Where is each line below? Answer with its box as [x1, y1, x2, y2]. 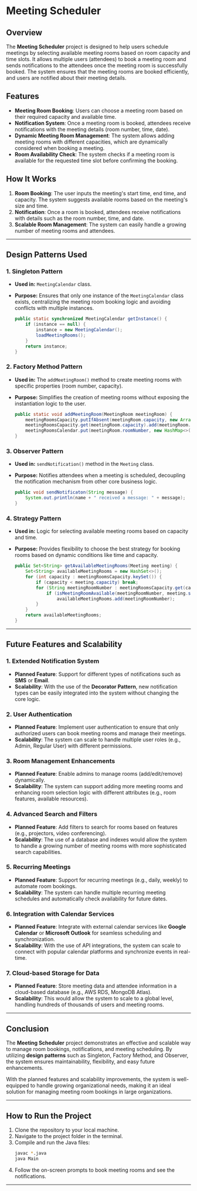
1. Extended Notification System [6, 657, 100, 665]
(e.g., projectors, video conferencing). [14, 829, 107, 836]
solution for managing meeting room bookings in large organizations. [6, 1088, 173, 1095]
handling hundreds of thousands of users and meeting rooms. [14, 1001, 164, 1008]
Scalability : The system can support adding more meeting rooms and [14, 783, 184, 790]
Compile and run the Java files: [14, 1139, 90, 1146]
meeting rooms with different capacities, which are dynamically [14, 138, 168, 145]
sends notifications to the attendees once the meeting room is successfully [6, 62, 188, 69]
